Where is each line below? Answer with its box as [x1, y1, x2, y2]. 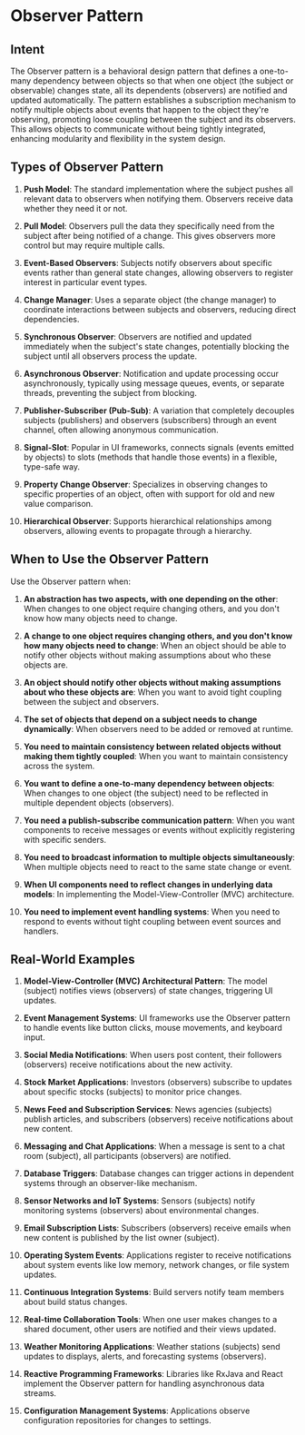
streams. [23, 1388, 57, 1399]
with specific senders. [23, 834, 107, 845]
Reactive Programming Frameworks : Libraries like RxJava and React [23, 1369, 284, 1380]
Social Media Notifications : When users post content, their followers [23, 1050, 282, 1061]
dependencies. [23, 313, 80, 324]
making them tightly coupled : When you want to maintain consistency [23, 750, 289, 761]
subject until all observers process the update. [23, 351, 198, 361]
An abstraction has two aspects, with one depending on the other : [23, 593, 279, 604]
